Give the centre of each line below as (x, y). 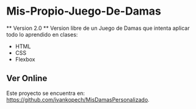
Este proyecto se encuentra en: (46, 93)
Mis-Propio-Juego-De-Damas (84, 11)
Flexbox (25, 59)
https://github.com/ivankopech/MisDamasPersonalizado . (78, 99)
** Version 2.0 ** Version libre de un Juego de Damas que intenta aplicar (98, 28)
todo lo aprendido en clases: (42, 34)
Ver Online (27, 78)
